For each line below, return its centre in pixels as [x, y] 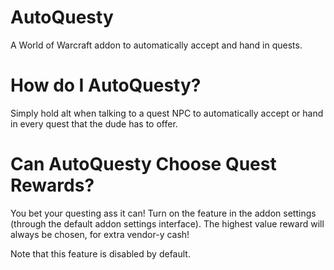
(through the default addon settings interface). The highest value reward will [167, 223]
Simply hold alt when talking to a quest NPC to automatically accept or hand [167, 113]
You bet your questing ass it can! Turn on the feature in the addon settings [163, 213]
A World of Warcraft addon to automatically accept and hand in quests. [156, 45]
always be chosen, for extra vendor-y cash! [100, 234]
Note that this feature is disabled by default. [100, 253]
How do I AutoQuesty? [106, 85]
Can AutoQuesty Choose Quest [143, 164]
